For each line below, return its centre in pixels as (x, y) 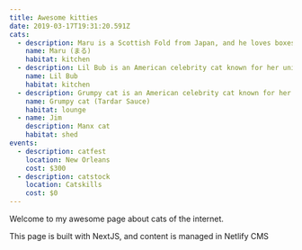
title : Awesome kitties (54, 18)
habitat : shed (52, 135)
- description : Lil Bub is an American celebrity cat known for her (148, 68)
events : (24, 143)
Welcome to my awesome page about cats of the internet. (117, 219)
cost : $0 (42, 193)
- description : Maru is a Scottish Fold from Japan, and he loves (144, 43)
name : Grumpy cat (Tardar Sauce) (88, 101)
